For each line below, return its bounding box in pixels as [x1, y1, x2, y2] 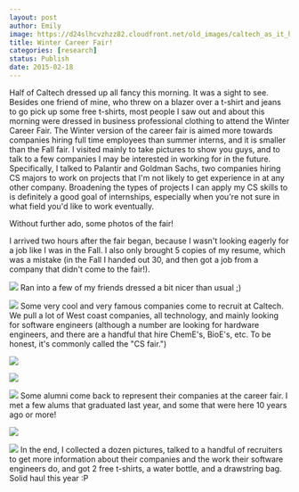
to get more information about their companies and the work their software [9, 454, 284, 464]
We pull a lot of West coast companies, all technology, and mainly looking [9, 309, 279, 321]
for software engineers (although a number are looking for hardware [9, 319, 260, 330]
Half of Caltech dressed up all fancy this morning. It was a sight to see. [9, 86, 269, 98]
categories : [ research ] [9, 46, 98, 55]
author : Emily [9, 21, 62, 30]
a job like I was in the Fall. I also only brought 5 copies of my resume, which [9, 244, 287, 255]
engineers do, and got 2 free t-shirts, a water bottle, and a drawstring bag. [9, 463, 282, 473]
